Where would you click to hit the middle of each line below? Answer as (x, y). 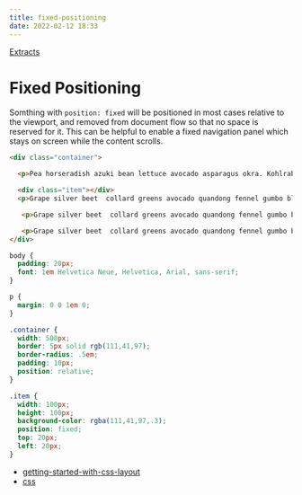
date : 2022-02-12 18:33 (54, 26)
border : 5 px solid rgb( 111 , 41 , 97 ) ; (84, 347)
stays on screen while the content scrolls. (86, 141)
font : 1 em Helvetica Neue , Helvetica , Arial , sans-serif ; (129, 272)
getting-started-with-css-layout (81, 472)
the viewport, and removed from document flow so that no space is (134, 122)
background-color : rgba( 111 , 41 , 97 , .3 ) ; (92, 421)
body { (22, 256)
